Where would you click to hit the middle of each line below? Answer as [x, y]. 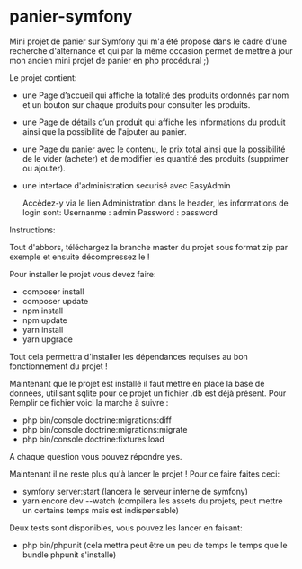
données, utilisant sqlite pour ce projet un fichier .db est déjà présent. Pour [148, 393]
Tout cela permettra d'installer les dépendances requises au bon [129, 356]
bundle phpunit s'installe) [69, 555]
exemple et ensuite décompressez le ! [80, 257]
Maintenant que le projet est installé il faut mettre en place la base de [137, 383]
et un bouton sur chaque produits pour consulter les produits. [136, 104]
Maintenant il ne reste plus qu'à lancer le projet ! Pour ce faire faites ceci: [145, 474]
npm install [43, 311]
